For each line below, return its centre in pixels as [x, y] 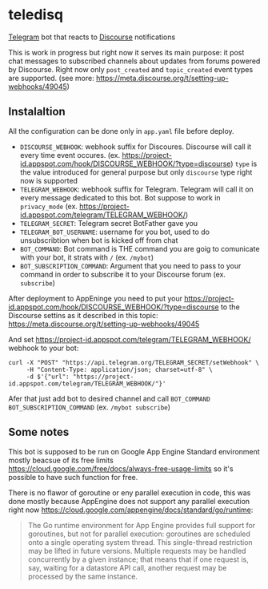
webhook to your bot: [44, 348]
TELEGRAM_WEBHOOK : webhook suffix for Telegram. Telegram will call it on [136, 189]
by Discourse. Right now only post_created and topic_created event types [131, 69]
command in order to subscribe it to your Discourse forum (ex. [123, 274]
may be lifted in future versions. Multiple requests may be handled [137, 551]
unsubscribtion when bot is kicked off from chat [99, 240]
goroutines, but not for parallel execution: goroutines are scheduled [139, 534]
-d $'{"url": [48, 377]
